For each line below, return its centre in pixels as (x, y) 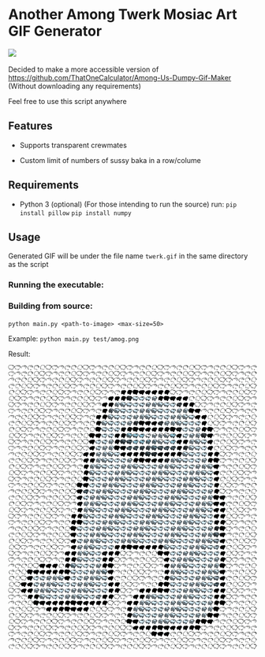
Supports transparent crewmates (73, 145)
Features (30, 126)
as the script (28, 265)
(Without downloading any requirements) (75, 86)
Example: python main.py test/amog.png (74, 338)
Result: (19, 354)
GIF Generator (55, 31)
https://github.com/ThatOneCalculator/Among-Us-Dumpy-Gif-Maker (120, 77)
